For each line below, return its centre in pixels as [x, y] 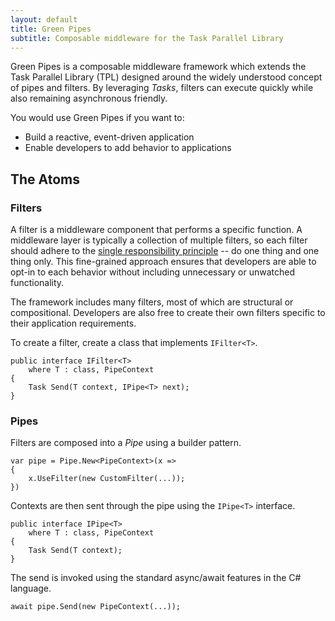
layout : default [44, 19]
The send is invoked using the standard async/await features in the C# [156, 578]
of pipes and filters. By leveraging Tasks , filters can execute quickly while [162, 88]
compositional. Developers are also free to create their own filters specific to [168, 313]
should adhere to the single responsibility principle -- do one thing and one [165, 251]
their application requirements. [73, 323]
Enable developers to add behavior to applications [128, 148]
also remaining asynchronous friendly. [89, 98]
